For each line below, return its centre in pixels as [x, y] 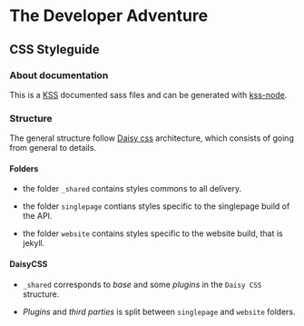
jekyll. [34, 243]
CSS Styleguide [54, 49]
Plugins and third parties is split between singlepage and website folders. [159, 311]
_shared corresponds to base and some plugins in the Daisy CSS [142, 284]
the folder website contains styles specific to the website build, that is [152, 233]
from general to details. [53, 148]
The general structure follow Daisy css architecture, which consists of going [152, 138]
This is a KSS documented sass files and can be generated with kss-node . [148, 94]
